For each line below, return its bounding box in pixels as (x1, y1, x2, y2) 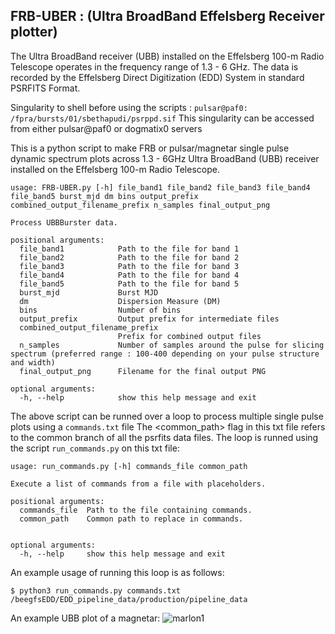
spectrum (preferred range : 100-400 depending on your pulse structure (10, 349, 320, 359)
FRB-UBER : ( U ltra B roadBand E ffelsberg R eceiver (10, 8, 325, 25)
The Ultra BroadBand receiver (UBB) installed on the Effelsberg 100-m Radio (10, 50, 325, 62)
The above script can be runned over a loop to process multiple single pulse (10, 410, 324, 422)
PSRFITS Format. (10, 82, 81, 94)
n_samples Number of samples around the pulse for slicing (19, 340, 325, 350)
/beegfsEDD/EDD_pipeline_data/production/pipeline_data (10, 594, 248, 604)
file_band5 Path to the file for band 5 (19, 279, 240, 289)
